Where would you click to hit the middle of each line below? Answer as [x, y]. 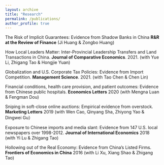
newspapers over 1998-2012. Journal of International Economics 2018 [78, 133]
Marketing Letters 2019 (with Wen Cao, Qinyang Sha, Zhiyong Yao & [75, 112]
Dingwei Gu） [19, 118]
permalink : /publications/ [33, 19]
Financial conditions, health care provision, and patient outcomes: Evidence [82, 87]
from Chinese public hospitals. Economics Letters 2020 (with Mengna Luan [82, 92]
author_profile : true [27, 23]
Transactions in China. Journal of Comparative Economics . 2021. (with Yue [82, 57]
